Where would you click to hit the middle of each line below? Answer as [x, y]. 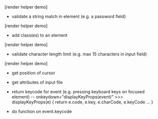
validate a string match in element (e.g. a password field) [69, 16]
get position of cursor [33, 73]
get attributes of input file [37, 82]
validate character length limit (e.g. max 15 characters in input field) [79, 54]
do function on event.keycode [42, 111]
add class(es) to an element [39, 35]
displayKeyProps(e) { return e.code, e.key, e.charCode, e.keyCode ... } [82, 102]
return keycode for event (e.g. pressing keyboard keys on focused [78, 92]
